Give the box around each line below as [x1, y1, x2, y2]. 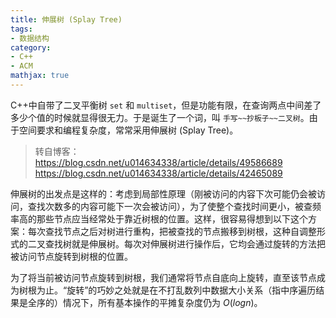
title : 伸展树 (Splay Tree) [10, 14, 123, 25]
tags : [10, 24, 33, 34]
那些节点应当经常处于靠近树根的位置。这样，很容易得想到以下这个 [36, 212, 308, 225]
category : [10, 42, 52, 53]
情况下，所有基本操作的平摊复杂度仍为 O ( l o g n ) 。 [62, 296, 263, 308]
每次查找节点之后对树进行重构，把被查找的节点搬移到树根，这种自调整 [27, 225, 317, 237]
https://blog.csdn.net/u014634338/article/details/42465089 [34, 167, 283, 179]
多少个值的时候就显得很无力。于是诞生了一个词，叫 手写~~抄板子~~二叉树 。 [10, 111, 310, 123]
